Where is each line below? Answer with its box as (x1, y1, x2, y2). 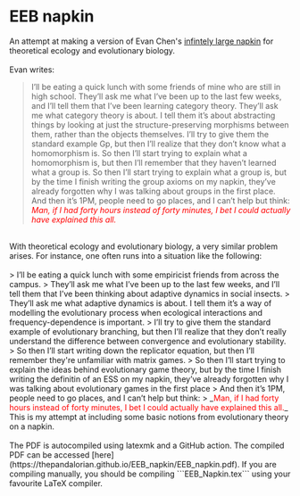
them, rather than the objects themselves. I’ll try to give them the (30, 128, 270, 139)
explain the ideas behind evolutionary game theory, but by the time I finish (9, 364, 282, 375)
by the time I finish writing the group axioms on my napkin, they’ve (30, 176, 277, 186)
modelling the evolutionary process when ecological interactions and (9, 307, 263, 318)
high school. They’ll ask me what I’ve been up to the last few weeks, (30, 91, 282, 102)
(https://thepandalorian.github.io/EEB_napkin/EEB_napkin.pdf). (9, 459, 240, 469)
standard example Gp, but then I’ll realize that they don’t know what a (30, 138, 287, 149)
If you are (241, 459, 277, 469)
